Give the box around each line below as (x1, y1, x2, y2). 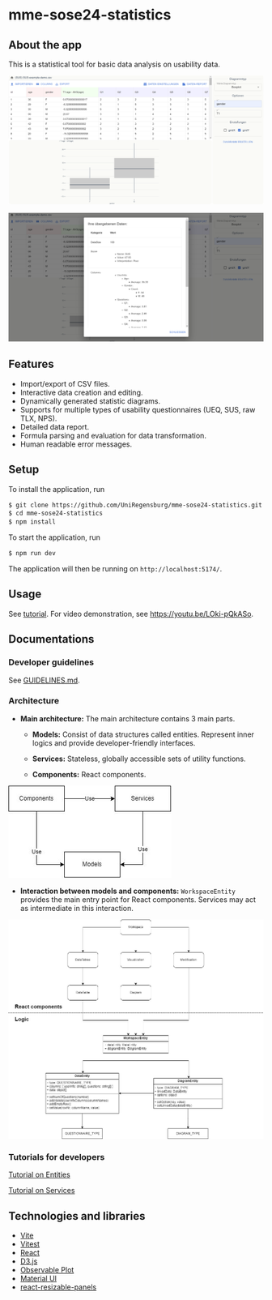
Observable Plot (19, 1265, 74, 1275)
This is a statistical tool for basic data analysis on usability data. (8, 59, 221, 69)
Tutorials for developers (8, 1152, 105, 1163)
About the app (8, 38, 83, 52)
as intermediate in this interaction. (19, 903, 134, 913)
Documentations (8, 632, 95, 646)
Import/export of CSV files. (19, 378, 111, 388)
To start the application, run (8, 532, 101, 542)
